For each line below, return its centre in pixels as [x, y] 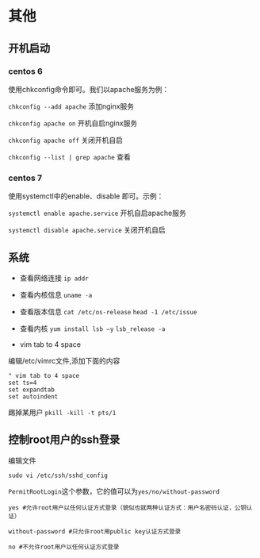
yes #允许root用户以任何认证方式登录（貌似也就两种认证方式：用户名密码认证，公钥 [128, 508]
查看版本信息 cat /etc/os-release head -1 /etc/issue [108, 311]
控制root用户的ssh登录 [64, 440]
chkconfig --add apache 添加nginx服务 [71, 106]
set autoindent [33, 396]
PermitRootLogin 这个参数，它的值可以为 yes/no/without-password [114, 491]
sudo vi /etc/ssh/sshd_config [58, 475]
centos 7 [25, 178]
